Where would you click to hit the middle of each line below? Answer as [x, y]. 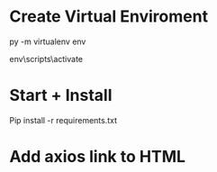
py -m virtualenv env [48, 41]
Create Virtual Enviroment [109, 17]
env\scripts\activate [46, 59]
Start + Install [61, 95]
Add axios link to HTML [98, 157]
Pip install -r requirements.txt [63, 120]
